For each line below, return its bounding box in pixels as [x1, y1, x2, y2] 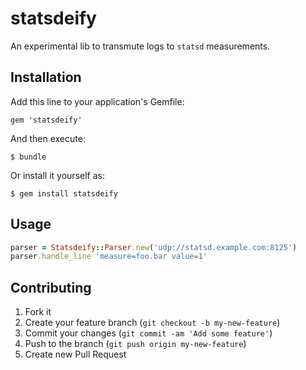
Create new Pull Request [24, 348, 127, 361]
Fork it [24, 306, 52, 318]
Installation [10, 69, 82, 86]
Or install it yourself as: [10, 169, 105, 181]
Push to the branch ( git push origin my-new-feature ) [24, 338, 247, 350]
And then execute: [10, 132, 86, 144]
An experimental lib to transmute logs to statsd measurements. [10, 40, 271, 52]
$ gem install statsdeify [10, 188, 118, 199]
